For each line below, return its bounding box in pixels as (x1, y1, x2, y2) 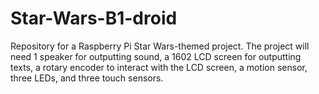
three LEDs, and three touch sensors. (10, 72, 164, 84)
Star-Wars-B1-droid (10, 7, 178, 30)
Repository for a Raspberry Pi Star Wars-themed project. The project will (10, 40, 310, 52)
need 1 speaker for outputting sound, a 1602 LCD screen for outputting (10, 50, 302, 62)
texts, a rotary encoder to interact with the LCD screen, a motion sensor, (10, 61, 308, 73)
